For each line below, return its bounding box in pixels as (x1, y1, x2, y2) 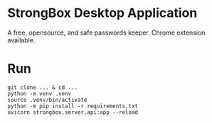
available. (7, 35, 36, 44)
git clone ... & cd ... (7, 83, 78, 91)
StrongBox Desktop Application (7, 5, 198, 21)
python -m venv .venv (7, 90, 72, 97)
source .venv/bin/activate (7, 96, 88, 103)
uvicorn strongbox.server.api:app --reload (7, 108, 139, 116)
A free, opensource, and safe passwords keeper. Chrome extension (7, 28, 206, 37)
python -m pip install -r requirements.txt (7, 102, 139, 110)
